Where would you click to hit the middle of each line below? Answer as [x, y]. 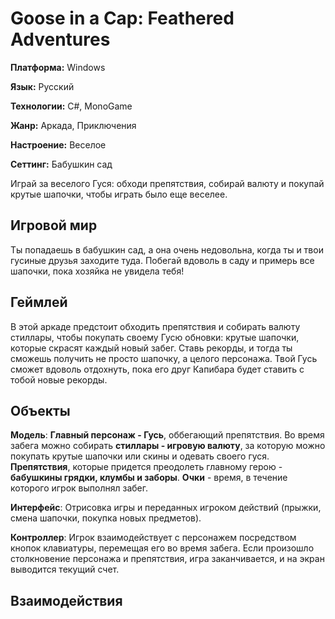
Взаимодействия [66, 600]
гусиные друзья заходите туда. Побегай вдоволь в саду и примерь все [162, 260]
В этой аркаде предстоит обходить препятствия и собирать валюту [155, 326]
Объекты [40, 410]
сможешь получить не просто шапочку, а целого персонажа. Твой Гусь [164, 358]
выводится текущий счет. [65, 569]
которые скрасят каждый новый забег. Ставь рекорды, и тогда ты [151, 348]
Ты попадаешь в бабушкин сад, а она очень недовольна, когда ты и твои [167, 249]
